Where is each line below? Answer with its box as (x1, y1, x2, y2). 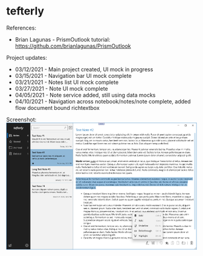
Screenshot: (6, 116, 37, 123)
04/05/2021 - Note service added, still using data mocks (14, 91, 156, 98)
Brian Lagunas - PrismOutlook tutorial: (14, 36, 111, 43)
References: (6, 24, 36, 31)
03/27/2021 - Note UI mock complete (14, 85, 109, 92)
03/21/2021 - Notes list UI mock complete (14, 78, 119, 86)
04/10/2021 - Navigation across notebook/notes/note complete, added (14, 98, 192, 105)
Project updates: (6, 54, 47, 61)
